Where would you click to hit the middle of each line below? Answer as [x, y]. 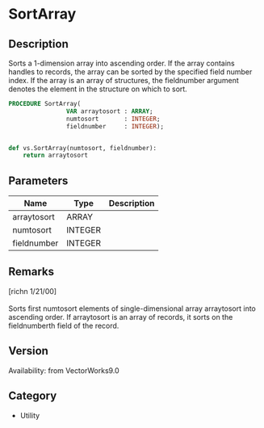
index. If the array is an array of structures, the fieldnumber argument [124, 80]
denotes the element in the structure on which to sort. [98, 89]
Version [28, 351]
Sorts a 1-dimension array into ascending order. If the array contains [122, 63]
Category [33, 396]
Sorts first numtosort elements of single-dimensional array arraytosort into [132, 308]
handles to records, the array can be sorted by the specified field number [130, 72]
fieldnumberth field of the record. [64, 325]
